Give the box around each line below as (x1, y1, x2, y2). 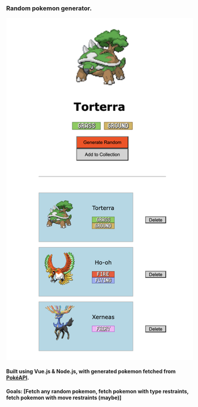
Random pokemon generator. (6, 4, 92, 12)
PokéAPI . (6, 374, 30, 382)
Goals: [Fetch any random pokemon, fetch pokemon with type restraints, (6, 387, 189, 395)
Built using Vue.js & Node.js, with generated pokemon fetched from (6, 368, 176, 375)
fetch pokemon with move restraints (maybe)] (6, 394, 122, 401)
